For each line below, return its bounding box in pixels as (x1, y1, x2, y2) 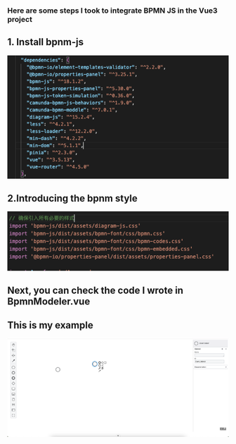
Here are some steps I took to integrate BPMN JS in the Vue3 (7, 6, 218, 16)
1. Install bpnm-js (7, 36, 84, 48)
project (7, 14, 33, 24)
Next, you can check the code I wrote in (7, 284, 184, 296)
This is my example (7, 319, 93, 331)
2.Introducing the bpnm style (7, 192, 138, 204)
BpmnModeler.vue (7, 295, 91, 307)
